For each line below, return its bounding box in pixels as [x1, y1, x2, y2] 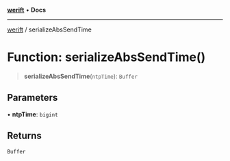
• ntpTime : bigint [7, 110, 58, 119]
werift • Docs [7, 6, 47, 14]
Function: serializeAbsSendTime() [7, 49, 206, 65]
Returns [7, 130, 42, 142]
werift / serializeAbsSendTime [7, 25, 92, 34]
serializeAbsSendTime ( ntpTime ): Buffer [23, 72, 138, 80]
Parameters [7, 92, 58, 103]
